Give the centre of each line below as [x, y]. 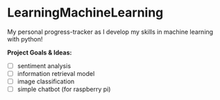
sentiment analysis [44, 66]
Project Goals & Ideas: [40, 52]
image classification [46, 81]
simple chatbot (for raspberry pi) [64, 89]
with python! [25, 39]
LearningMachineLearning [85, 13]
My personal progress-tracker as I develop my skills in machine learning [110, 32]
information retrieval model [56, 73]
